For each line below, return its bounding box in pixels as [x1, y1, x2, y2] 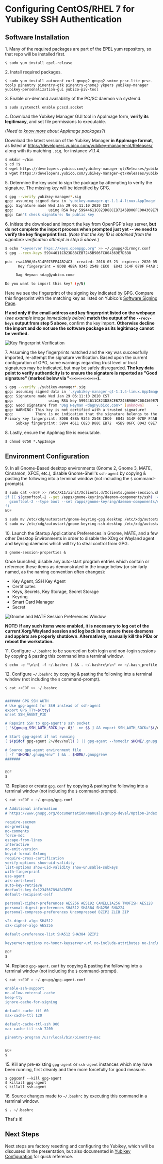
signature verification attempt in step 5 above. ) [5, 236, 99, 242]
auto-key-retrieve [5, 883, 42, 888]
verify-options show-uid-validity [5, 860, 75, 865]
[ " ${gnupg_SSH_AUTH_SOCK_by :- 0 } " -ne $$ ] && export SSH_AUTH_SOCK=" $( [5, 726, 155, 731]
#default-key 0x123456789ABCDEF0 [5, 887, 73, 892]
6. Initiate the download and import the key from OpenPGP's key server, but [5, 221, 157, 227]
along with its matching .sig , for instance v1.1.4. [5, 148, 100, 154]
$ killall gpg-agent [5, 1080, 47, 1085]
